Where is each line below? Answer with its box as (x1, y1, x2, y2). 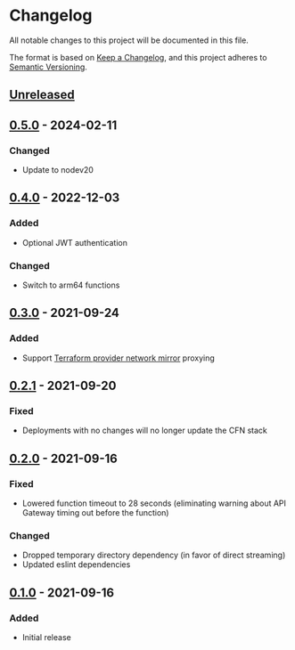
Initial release (21, 632, 71, 643)
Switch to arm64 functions (21, 280, 120, 290)
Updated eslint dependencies (21, 559, 131, 570)
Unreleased (9, 87, 76, 102)
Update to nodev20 (21, 165, 94, 175)
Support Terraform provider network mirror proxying (21, 353, 216, 363)
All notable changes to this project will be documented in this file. (9, 35, 250, 45)
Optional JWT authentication (21, 237, 127, 248)
